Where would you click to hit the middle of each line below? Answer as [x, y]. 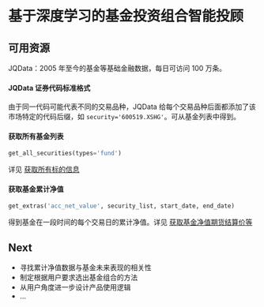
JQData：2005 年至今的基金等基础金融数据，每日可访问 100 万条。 [117, 68]
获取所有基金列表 [36, 136]
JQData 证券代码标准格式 [49, 88]
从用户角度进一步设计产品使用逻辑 [75, 287]
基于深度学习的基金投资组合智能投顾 [126, 16]
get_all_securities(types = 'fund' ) [65, 153]
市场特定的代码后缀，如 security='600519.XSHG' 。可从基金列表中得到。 [124, 117]
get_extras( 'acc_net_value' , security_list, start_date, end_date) [122, 206]
